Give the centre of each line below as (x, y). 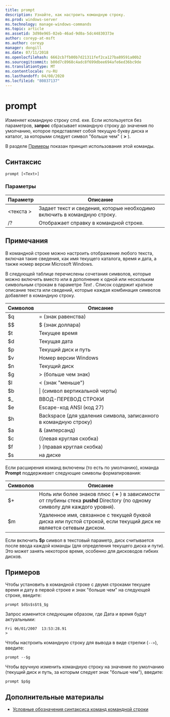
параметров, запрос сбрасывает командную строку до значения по (80, 126)
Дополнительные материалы (55, 697)
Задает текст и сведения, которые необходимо (97, 208)
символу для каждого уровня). (77, 507)
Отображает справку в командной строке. (91, 223)
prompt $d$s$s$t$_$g (27, 605)
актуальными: (20, 619)
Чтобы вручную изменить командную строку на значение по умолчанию (85, 667)
